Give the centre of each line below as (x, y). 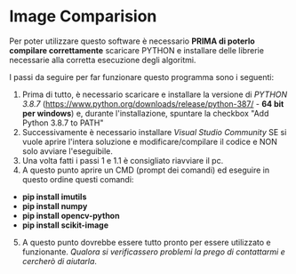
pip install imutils (54, 197)
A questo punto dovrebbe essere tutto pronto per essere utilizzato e (146, 242)
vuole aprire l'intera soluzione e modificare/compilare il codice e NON (150, 141)
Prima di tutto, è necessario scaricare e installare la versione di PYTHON (155, 94)
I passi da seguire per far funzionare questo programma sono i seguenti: (141, 77)
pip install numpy (55, 205)
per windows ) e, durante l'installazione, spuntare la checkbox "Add (145, 113)
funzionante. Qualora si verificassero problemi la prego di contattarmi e (154, 252)
